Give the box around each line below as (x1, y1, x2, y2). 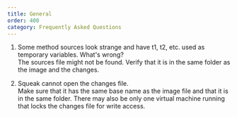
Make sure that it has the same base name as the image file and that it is (17, 87, 229, 96)
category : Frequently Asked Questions (7, 23, 122, 30)
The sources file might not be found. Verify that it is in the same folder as (17, 58, 231, 67)
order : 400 (7, 17, 40, 24)
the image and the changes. (17, 65, 100, 74)
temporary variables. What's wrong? (17, 50, 124, 59)
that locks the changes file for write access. (17, 102, 146, 111)
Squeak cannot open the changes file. (17, 79, 129, 88)
